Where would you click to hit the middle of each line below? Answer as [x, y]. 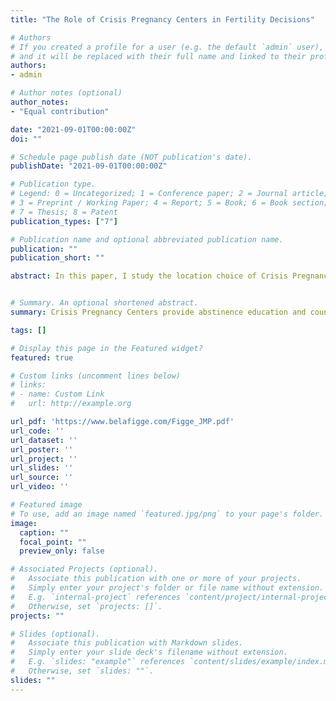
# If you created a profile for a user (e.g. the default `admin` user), [167, 47]
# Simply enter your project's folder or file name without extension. [167, 588]
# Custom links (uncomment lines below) [96, 376]
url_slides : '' [42, 468]
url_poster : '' [42, 449]
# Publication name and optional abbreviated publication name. [147, 239]
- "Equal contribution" [60, 111]
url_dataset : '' [44, 440]
